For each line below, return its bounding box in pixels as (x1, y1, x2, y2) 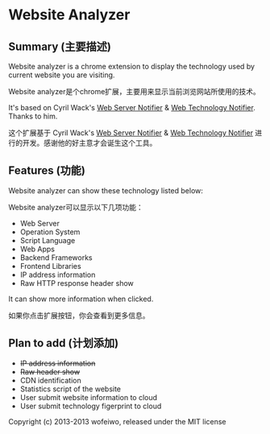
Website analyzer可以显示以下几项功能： (8, 202, 143, 212)
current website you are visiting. (8, 70, 115, 80)
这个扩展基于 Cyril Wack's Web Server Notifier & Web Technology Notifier (8, 128, 254, 138)
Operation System (19, 227, 81, 237)
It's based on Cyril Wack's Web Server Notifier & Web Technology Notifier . (8, 103, 255, 112)
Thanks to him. (8, 111, 58, 121)
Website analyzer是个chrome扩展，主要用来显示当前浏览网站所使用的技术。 (8, 87, 260, 96)
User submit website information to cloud (19, 392, 158, 402)
